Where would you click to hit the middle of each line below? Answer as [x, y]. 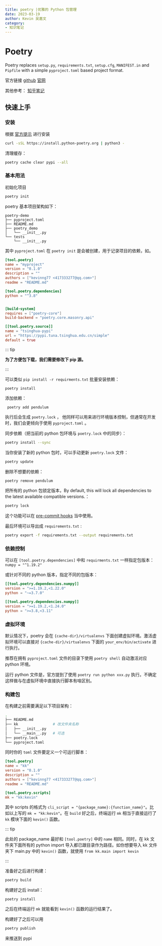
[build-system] [20, 309]
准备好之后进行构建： [26, 871]
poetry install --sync [28, 442]
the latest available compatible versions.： [47, 497]
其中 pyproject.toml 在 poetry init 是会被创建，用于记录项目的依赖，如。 [79, 250]
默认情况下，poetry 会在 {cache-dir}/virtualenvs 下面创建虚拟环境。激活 [79, 636]
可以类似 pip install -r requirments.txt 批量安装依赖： [62, 379]
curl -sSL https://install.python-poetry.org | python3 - [65, 143]
